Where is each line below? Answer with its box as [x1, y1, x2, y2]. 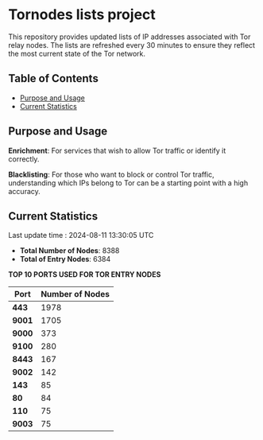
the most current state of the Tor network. [8, 49, 145, 58]
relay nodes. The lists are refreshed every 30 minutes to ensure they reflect [8, 40, 256, 49]
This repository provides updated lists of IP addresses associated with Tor [8, 32, 251, 41]
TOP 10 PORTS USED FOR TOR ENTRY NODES [8, 270, 161, 279]
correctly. [8, 154, 40, 164]
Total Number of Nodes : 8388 [19, 246, 120, 255]
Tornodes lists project [8, 6, 157, 24]
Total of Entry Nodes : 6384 [19, 255, 111, 264]
